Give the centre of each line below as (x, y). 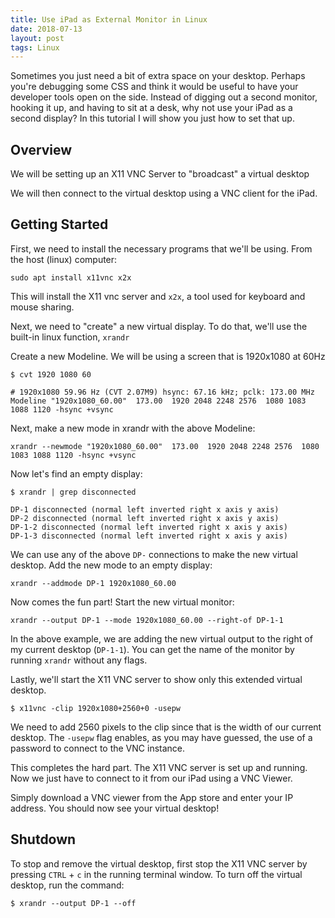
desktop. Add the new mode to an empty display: (111, 565)
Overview (41, 149)
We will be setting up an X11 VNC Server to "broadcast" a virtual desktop (160, 174)
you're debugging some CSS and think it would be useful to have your (154, 87)
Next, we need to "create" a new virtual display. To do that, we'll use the (159, 326)
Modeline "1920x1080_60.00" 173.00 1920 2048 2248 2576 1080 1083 (158, 401)
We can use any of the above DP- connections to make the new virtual (154, 554)
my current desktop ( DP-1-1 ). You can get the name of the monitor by (152, 649)
